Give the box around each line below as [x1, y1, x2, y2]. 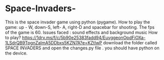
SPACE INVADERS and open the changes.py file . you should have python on [5, 45, 160, 51]
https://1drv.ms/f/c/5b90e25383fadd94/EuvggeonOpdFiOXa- [22, 35, 146, 40]
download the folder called [103, 40, 158, 45]
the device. [5, 50, 28, 56]
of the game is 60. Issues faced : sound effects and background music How [5, 29, 158, 35]
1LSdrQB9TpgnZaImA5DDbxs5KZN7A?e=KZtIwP [5, 40, 102, 45]
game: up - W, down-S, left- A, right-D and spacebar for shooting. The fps [5, 24, 155, 30]
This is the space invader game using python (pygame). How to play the [5, 19, 150, 25]
